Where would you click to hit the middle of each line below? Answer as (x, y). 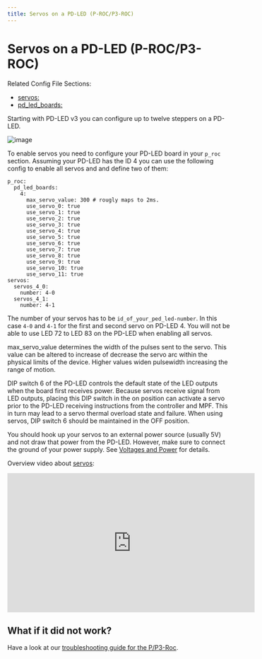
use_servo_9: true (53, 262)
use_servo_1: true (53, 212)
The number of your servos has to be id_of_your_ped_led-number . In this (112, 318)
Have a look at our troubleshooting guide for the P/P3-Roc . (93, 648)
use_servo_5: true (53, 237)
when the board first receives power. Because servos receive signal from (114, 390)
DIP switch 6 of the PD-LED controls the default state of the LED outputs (113, 383)
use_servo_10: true (54, 268)
